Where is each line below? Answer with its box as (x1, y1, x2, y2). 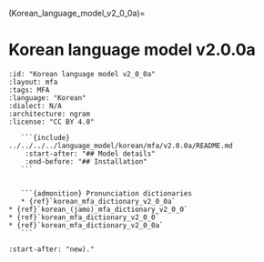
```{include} (20, 133, 70, 142)
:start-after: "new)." (8, 245, 95, 254)
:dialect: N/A (8, 101, 63, 110)
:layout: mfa (8, 77, 58, 86)
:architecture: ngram (8, 109, 91, 118)
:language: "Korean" (8, 93, 87, 103)
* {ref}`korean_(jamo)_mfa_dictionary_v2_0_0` (8, 205, 188, 214)
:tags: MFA (8, 86, 50, 95)
